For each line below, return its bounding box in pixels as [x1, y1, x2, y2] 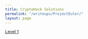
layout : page [5, 16, 32, 20]
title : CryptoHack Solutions [5, 7, 64, 12]
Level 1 [5, 29, 19, 35]
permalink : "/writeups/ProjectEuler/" [5, 11, 84, 16]
